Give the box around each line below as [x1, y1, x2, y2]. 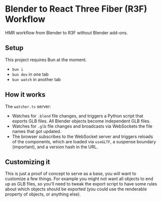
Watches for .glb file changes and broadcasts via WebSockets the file [12, 123, 153, 129]
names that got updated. [12, 128, 62, 134]
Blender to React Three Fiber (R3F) [5, 3, 147, 15]
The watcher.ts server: [5, 103, 51, 109]
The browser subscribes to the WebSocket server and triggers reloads [12, 134, 153, 139]
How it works [5, 91, 46, 99]
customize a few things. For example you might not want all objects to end [5, 176, 154, 182]
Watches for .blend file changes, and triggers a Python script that [12, 113, 144, 118]
